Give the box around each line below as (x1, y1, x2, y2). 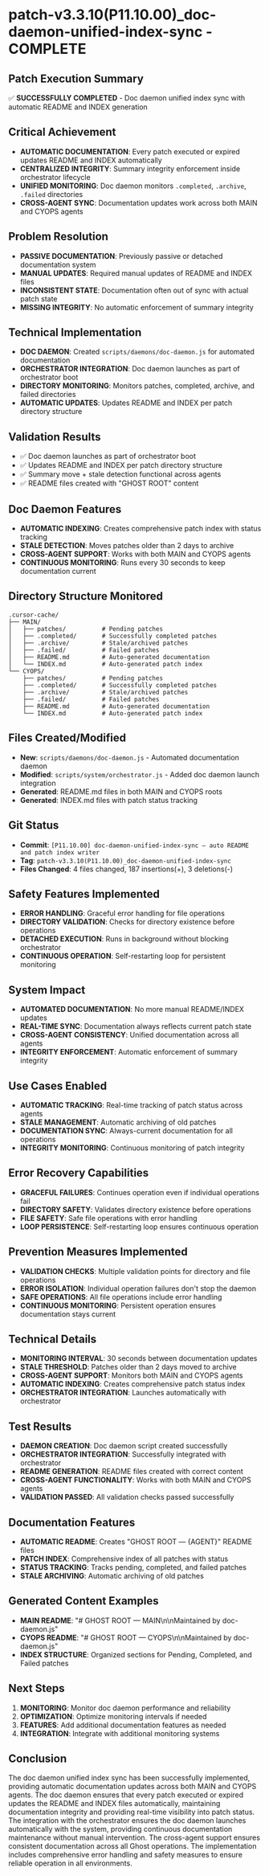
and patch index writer (19, 848, 100, 857)
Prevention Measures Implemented (8, 1245, 188, 1259)
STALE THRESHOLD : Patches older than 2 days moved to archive (19, 1362, 237, 1372)
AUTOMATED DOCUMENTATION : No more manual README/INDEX (19, 1005, 245, 1014)
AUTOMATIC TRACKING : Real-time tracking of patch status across (19, 1100, 243, 1110)
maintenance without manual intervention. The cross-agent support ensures (8, 1833, 261, 1842)
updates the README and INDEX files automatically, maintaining (8, 1799, 221, 1808)
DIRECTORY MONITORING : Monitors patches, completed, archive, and (19, 381, 255, 391)
